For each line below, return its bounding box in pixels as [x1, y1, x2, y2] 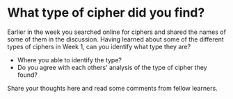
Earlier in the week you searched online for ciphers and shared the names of [7, 28, 226, 36]
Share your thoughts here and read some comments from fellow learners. [7, 84, 218, 92]
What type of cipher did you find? [7, 5, 205, 21]
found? [17, 71, 38, 79]
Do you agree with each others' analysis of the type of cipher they [17, 63, 207, 71]
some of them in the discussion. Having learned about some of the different [7, 35, 224, 43]
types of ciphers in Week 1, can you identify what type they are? [7, 42, 191, 51]
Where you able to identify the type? [17, 55, 122, 64]
